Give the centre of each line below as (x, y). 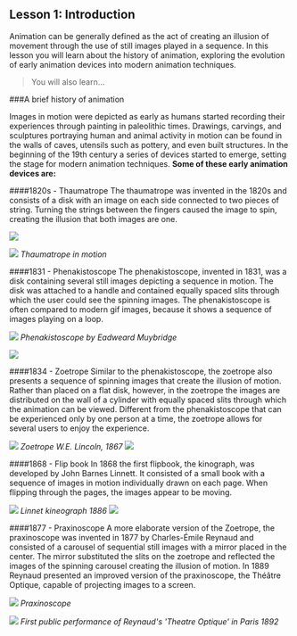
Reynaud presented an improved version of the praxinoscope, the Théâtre (145, 575)
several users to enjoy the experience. (79, 428)
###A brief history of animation (67, 99)
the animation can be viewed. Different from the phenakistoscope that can (146, 409)
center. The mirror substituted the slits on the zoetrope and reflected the (142, 556)
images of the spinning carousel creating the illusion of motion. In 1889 (139, 566)
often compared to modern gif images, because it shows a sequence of (140, 309)
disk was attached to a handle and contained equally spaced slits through (144, 290)
